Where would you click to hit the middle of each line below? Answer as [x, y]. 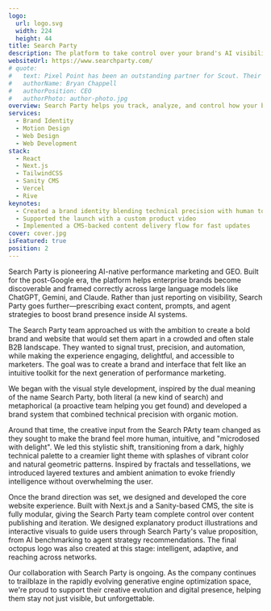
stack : [19, 151]
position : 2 [28, 249]
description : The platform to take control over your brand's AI [120, 53]
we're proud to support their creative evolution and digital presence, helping [135, 589]
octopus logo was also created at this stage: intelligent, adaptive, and [123, 548]
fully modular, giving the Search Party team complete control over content [131, 514]
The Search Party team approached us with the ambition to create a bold [129, 330]
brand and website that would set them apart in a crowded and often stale [131, 338]
